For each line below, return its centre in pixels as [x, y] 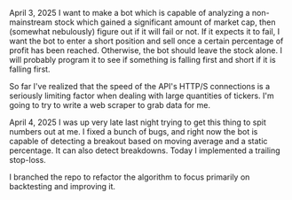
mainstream [31, 22]
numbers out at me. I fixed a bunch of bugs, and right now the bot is [134, 131]
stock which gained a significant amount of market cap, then [165, 22]
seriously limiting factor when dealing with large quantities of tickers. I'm [142, 96]
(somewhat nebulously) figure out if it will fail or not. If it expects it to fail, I [145, 31]
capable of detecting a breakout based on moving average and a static [138, 141]
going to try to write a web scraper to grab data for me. [110, 105]
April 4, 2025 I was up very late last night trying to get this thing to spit [138, 122]
